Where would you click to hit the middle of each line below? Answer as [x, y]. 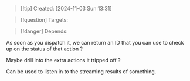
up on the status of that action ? [45, 49]
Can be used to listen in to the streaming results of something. [81, 72]
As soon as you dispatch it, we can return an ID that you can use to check [95, 43]
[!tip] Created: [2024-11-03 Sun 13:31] [66, 9]
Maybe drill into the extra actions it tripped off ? [64, 60]
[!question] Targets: [44, 20]
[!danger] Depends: [44, 31]
